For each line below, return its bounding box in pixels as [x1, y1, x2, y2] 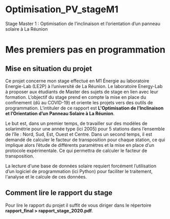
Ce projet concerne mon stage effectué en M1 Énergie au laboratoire [5, 78, 150, 84]
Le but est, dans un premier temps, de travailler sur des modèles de [5, 120, 148, 126]
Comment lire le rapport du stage [5, 188, 113, 198]
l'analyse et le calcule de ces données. [5, 173, 87, 180]
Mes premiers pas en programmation [5, 44, 166, 56]
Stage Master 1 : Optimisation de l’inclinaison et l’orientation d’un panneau [5, 20, 161, 27]
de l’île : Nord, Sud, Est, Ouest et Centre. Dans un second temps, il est [5, 131, 152, 137]
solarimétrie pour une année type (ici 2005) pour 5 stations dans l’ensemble [5, 125, 165, 132]
